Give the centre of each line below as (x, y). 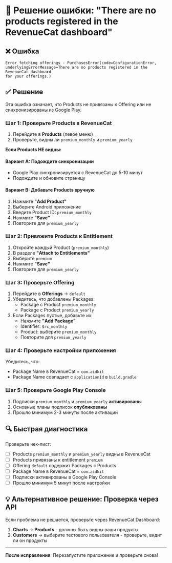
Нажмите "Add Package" (48, 321)
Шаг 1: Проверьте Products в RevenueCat (59, 123)
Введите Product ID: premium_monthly (52, 212)
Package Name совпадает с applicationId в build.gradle (74, 377)
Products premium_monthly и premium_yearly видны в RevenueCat (82, 454)
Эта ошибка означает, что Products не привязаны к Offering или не (78, 104)
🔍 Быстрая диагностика (47, 429)
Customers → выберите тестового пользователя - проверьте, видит (87, 535)
